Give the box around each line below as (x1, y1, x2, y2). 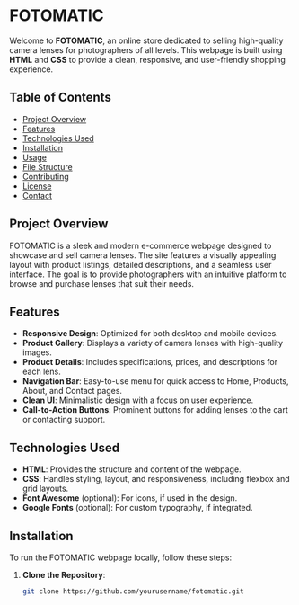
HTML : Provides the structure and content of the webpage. (22, 464, 242, 475)
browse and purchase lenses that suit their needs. (9, 278, 195, 289)
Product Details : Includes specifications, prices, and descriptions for (22, 357, 278, 368)
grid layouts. (22, 483, 69, 494)
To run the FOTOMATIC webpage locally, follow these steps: (9, 552, 232, 563)
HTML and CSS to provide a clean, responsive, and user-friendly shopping (9, 54, 286, 65)
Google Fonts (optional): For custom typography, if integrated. (22, 503, 253, 513)
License (22, 181, 52, 191)
